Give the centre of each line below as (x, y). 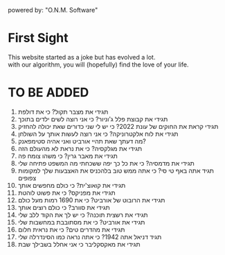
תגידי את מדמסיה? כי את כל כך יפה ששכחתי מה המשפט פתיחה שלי (106, 163)
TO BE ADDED (48, 93)
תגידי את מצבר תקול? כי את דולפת (63, 112)
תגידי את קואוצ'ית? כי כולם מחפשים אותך (72, 185)
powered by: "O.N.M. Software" (53, 10)
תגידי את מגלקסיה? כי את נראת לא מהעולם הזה (80, 148)
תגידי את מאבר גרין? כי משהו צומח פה (68, 156)
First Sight (38, 38)
